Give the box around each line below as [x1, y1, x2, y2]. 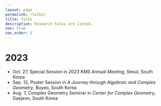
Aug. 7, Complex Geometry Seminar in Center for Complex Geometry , [12, 89, 156, 95]
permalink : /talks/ [5, 12, 46, 17]
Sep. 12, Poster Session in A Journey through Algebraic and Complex [12, 79, 156, 85]
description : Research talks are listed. [5, 21, 93, 26]
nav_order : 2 [5, 30, 33, 35]
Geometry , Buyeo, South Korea [12, 84, 77, 90]
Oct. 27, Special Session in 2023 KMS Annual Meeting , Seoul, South [12, 68, 153, 74]
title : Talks [5, 16, 33, 21]
